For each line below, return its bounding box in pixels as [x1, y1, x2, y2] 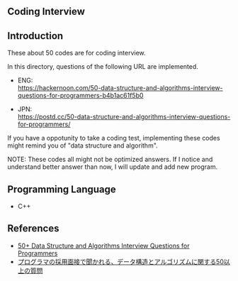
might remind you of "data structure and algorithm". [7, 141, 158, 150]
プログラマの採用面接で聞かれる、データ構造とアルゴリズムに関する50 [17, 257, 225, 265]
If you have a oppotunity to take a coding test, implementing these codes [7, 134, 221, 143]
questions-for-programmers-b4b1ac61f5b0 [17, 92, 144, 100]
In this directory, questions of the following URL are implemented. [7, 62, 198, 71]
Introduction [7, 30, 64, 42]
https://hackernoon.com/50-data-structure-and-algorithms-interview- [17, 84, 223, 92]
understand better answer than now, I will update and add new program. [7, 162, 218, 171]
